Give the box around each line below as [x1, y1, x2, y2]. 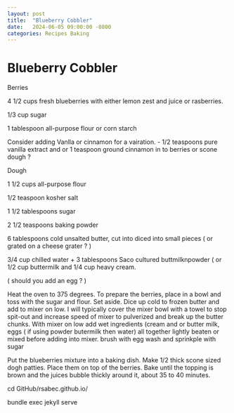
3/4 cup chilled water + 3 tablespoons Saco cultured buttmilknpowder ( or [7, 256, 222, 264]
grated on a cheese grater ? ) [7, 242, 92, 250]
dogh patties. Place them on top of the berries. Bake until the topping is [7, 363, 214, 372]
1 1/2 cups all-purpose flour [7, 180, 86, 188]
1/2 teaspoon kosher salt [7, 194, 79, 202]
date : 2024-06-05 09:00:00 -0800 [7, 23, 112, 30]
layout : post [7, 10, 46, 18]
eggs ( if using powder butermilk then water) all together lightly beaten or [7, 327, 220, 336]
